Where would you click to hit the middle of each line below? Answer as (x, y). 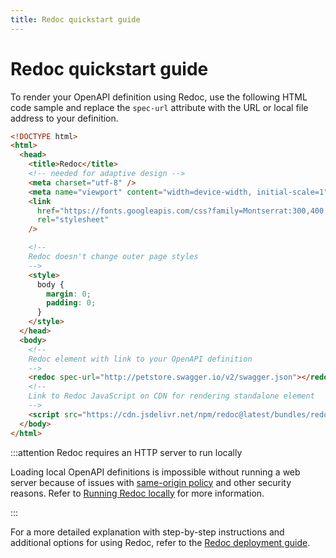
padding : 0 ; (71, 303)
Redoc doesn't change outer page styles (113, 257)
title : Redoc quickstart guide (75, 19)
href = (48, 211)
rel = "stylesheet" (73, 220)
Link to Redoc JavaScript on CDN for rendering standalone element (171, 396)
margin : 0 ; (69, 294)
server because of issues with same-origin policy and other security (151, 482)
